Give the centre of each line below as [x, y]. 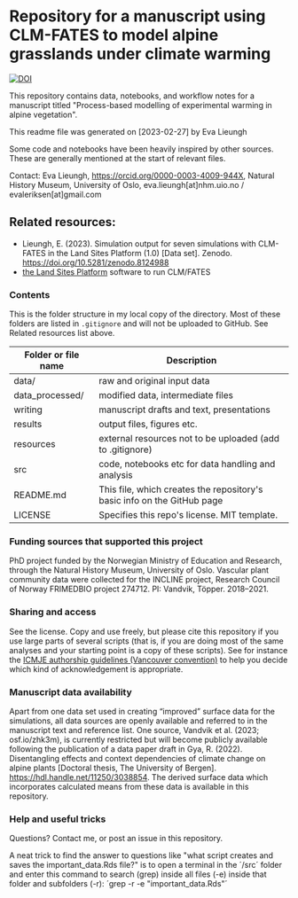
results [28, 425]
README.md [40, 496]
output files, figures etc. [148, 425]
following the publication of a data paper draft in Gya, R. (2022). [126, 749]
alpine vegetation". [43, 114]
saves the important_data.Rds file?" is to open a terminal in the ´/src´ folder [145, 865]
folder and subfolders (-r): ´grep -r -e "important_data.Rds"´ [118, 884]
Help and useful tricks [58, 819]
